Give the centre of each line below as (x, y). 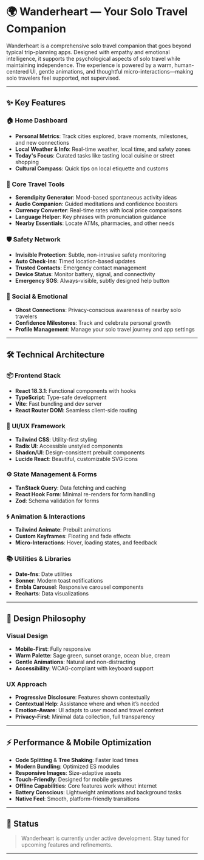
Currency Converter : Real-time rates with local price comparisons (98, 210)
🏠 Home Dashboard (37, 120)
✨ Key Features (36, 103)
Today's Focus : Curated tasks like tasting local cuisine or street (95, 155)
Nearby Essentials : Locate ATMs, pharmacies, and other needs (95, 223)
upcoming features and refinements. (67, 845)
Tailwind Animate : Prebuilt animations (63, 530)
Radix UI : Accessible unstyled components (69, 446)
